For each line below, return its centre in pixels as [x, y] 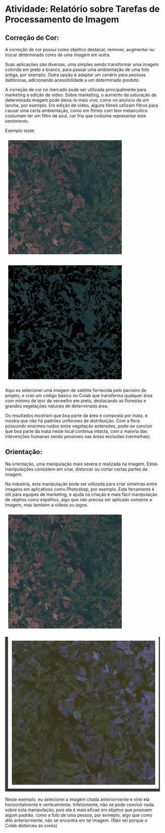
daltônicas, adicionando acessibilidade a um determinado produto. [72, 80]
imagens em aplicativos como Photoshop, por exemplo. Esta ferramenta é [80, 489]
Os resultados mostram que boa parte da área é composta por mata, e [76, 416]
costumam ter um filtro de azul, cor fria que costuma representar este [76, 116]
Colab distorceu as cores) [31, 825]
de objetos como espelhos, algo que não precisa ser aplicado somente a [79, 499]
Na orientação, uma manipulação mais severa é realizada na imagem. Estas [82, 464]
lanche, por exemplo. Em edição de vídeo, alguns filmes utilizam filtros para [82, 105]
